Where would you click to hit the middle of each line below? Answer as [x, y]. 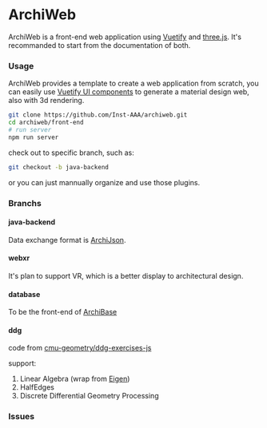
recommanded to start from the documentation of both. [100, 45]
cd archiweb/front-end [46, 123]
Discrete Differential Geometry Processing [89, 396]
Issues [22, 417]
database [24, 294]
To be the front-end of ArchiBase [63, 312]
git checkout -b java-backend [59, 167]
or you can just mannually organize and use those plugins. [104, 182]
